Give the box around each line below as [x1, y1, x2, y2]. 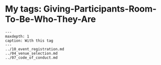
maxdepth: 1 [5, 34, 29, 39]
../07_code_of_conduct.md [5, 55, 58, 60]
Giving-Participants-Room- [43, 3, 157, 15]
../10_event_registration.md [5, 47, 64, 51]
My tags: [5, 3, 42, 15]
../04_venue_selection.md [5, 51, 58, 56]
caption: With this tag [5, 38, 54, 43]
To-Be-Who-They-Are [5, 14, 96, 25]
